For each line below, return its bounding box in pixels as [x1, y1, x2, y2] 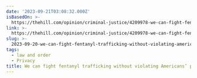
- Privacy [11, 57, 35, 63]
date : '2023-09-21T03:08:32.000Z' [6, 8, 91, 15]
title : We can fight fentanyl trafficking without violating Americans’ [6, 63, 188, 69]
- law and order [11, 52, 51, 58]
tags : [6, 47, 19, 53]
